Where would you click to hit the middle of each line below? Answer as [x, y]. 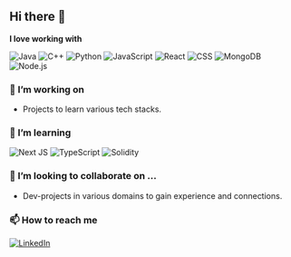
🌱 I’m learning [40, 133]
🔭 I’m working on [47, 89]
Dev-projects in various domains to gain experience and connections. [152, 195]
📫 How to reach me [53, 220]
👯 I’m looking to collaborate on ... [83, 176]
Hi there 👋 [38, 17]
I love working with [46, 38]
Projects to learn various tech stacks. [92, 109]
